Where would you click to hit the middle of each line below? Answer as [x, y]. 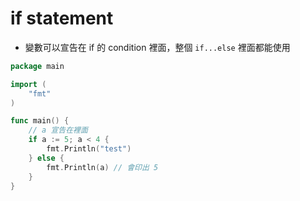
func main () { [40, 121]
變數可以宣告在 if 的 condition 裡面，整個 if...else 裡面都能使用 [157, 47]
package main [37, 66]
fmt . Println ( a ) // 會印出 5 [102, 167]
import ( [28, 84]
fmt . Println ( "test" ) [89, 149]
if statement [62, 18]
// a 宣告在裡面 [58, 130]
